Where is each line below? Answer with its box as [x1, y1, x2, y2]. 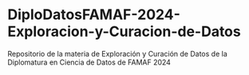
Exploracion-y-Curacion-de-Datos [7, 22, 241, 41]
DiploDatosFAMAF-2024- [7, 6, 180, 24]
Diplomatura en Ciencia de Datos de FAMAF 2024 [7, 57, 171, 67]
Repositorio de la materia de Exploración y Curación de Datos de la [7, 49, 228, 58]
